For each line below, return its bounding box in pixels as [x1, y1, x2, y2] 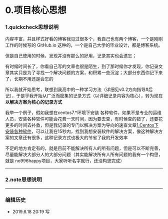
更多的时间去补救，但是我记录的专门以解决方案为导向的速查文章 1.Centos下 [5, 122, 159, 128]
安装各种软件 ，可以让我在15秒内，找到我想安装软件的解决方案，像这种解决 [5, 128, 158, 134]
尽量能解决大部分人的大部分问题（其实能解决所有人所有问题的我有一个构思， [5, 151, 163, 157]
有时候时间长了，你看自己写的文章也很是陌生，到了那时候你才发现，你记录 [5, 63, 158, 69]
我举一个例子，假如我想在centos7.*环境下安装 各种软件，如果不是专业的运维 [5, 109, 161, 115]
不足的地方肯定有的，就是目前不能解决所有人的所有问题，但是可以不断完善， [5, 145, 163, 151]
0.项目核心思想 [5, 4, 66, 16]
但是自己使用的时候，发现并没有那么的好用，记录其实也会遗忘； [5, 53, 136, 59]
